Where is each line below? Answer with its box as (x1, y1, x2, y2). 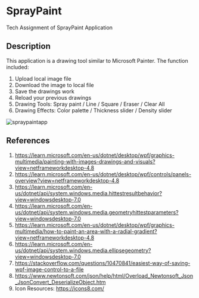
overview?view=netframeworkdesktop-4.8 (14, 177, 120, 184)
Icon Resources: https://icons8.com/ (14, 285, 104, 292)
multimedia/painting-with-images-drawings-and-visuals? (14, 158, 156, 165)
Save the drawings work (14, 88, 74, 95)
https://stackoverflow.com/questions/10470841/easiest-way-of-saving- (14, 259, 191, 266)
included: (6, 63, 29, 70)
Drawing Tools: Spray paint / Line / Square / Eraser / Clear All (14, 100, 165, 107)
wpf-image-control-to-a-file (14, 266, 84, 273)
